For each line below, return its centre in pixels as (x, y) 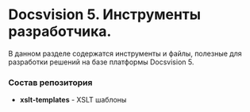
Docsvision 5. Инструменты (104, 15)
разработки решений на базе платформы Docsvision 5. (101, 62)
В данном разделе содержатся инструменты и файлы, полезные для (125, 53)
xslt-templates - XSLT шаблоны (73, 100)
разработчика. (60, 31)
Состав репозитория (50, 83)
